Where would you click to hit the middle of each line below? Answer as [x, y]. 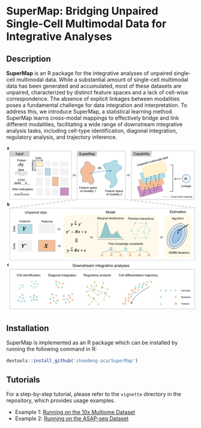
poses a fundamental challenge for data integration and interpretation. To [97, 105]
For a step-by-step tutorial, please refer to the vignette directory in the [94, 394]
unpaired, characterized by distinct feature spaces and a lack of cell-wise [97, 92]
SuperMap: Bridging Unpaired [82, 11]
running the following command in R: [52, 349]
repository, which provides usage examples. [61, 400]
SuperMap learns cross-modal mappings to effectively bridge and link [93, 118]
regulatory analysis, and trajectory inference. [62, 137]
